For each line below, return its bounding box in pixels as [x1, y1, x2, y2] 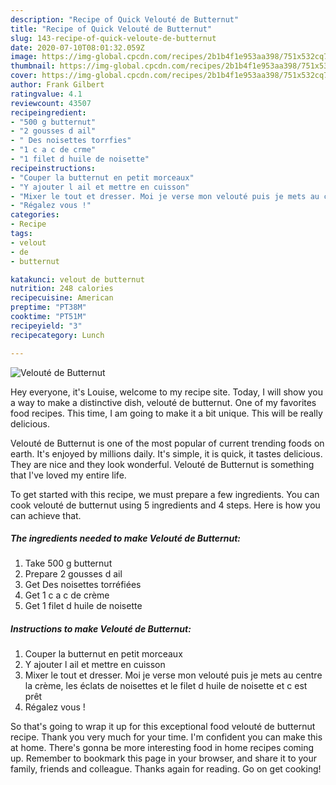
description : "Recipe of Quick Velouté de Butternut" [10, 14, 240, 25]
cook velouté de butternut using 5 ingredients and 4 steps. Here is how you [10, 499, 321, 511]
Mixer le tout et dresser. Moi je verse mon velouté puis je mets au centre [24, 669, 323, 681]
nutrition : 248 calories [10, 284, 114, 294]
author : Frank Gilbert [10, 80, 105, 90]
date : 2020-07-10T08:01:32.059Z [10, 42, 145, 53]
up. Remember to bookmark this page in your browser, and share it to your [10, 752, 318, 765]
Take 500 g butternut [24, 557, 113, 570]
